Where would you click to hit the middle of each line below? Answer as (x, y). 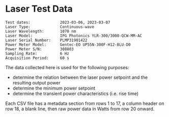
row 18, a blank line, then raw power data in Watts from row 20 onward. (80, 109)
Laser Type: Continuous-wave (50, 27)
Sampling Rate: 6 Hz (37, 53)
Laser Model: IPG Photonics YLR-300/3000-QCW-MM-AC (74, 36)
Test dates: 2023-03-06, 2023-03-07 (58, 22)
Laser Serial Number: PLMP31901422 (46, 40)
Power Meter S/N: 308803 (39, 49)
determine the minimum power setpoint (54, 88)
